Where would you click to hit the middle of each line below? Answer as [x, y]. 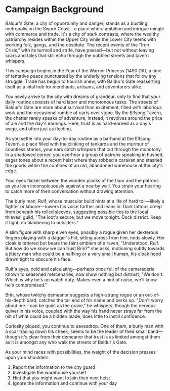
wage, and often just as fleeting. [39, 129]
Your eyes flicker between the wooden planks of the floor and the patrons [82, 180]
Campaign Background [55, 9]
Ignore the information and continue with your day [65, 383]
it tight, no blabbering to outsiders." [42, 222]
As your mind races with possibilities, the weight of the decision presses [80, 352]
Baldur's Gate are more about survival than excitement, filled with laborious [83, 107]
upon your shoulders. [28, 357]
